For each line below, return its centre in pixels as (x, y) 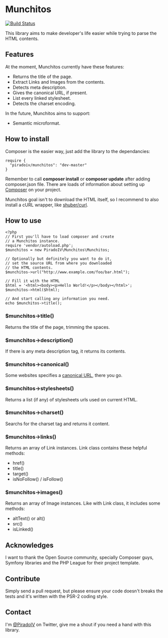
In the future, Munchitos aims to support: (48, 113)
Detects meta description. (39, 87)
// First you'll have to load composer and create (60, 237)
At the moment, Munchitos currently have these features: (65, 66)
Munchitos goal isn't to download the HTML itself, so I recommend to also (82, 199)
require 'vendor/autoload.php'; (39, 246)
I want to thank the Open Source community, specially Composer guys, (79, 557)
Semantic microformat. (36, 123)
